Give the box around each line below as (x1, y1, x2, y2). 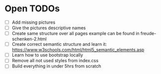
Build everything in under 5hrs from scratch (11, 63, 101, 69)
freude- (140, 31, 157, 37)
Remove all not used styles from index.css (11, 58, 99, 64)
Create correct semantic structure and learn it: (11, 41, 107, 47)
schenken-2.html (11, 36, 47, 42)
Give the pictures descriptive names (11, 25, 86, 31)
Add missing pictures (11, 19, 56, 25)
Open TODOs (4, 3, 60, 14)
